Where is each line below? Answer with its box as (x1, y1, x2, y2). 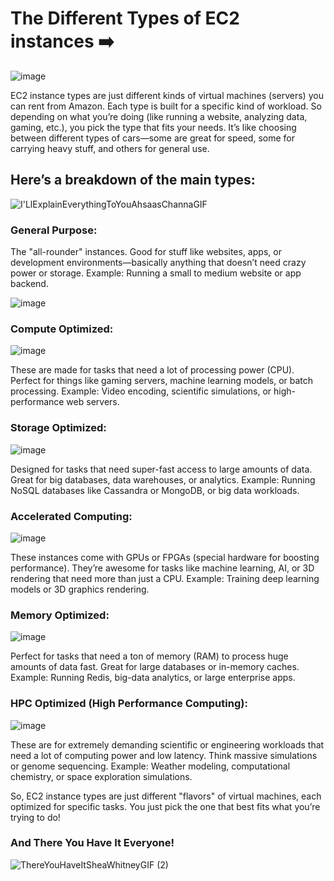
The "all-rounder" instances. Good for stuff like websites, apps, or (10, 246, 282, 258)
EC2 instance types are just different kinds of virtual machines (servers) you (10, 89, 324, 101)
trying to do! (10, 811, 61, 823)
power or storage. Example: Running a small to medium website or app (10, 267, 302, 279)
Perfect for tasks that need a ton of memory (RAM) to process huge (10, 650, 289, 662)
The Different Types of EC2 (10, 7, 240, 30)
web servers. (66, 396, 120, 408)
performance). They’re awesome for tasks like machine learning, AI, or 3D (10, 562, 315, 574)
